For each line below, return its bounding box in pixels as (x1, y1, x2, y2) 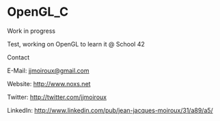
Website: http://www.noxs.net (7, 79, 91, 88)
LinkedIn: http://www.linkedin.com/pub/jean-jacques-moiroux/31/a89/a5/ (7, 106, 213, 114)
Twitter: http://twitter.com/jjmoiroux (7, 93, 107, 101)
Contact (7, 53, 29, 62)
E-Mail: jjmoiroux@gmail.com (7, 66, 90, 75)
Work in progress (7, 27, 56, 35)
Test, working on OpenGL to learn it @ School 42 (7, 40, 145, 48)
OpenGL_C (7, 4, 69, 20)
